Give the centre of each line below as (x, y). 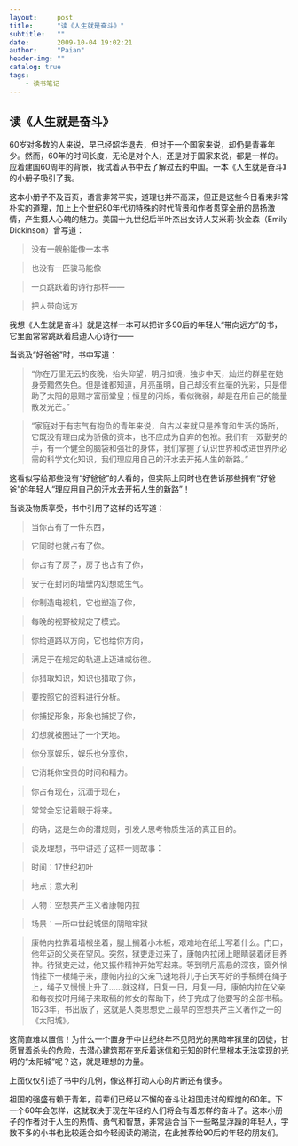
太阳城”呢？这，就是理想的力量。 (88, 1062)
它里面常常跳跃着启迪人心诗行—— (71, 336)
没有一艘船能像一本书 (70, 249)
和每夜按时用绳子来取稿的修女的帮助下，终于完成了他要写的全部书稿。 (159, 998)
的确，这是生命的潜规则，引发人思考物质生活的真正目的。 (136, 829)
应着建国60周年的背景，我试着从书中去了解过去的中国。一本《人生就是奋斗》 (148, 167)
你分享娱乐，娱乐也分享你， (82, 754)
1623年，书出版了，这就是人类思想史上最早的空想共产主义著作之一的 (156, 1009)
